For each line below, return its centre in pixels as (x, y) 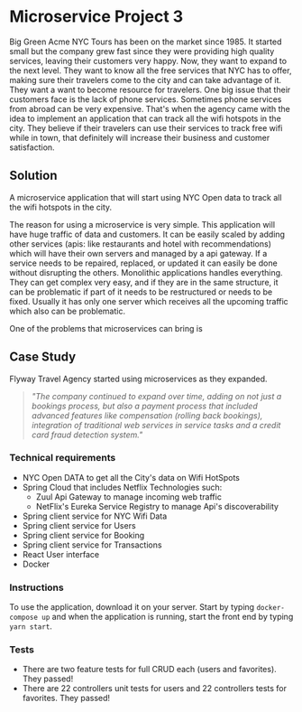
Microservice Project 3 (96, 17)
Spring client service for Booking (83, 535)
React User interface (61, 554)
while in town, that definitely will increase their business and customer (140, 137)
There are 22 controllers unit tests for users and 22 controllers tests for (154, 689)
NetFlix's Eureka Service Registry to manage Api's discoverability (157, 506)
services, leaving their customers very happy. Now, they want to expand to (148, 61)
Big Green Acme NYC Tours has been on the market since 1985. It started (146, 42)
